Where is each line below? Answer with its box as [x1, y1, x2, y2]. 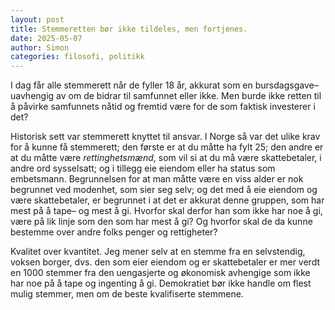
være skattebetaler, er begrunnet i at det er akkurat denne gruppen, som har [10, 194, 325, 206]
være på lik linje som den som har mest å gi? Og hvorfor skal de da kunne [10, 216, 313, 228]
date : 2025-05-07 [10, 33, 83, 43]
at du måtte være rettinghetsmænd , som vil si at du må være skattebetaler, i [10, 152, 322, 164]
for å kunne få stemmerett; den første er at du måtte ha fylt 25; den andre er [10, 141, 324, 153]
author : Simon [10, 42, 70, 53]
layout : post [10, 14, 65, 25]
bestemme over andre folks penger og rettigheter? [10, 226, 218, 238]
